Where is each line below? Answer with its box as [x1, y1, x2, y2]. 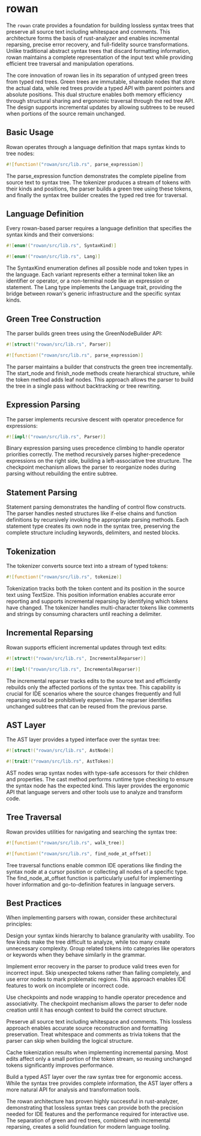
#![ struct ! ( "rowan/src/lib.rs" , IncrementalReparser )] [6, 655, 146, 661]
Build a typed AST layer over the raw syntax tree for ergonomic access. [6, 1073, 183, 1081]
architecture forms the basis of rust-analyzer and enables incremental [6, 34, 179, 41]
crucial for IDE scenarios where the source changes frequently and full [6, 690, 181, 697]
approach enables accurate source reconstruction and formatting [6, 1024, 168, 1032]
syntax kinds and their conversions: [6, 231, 94, 239]
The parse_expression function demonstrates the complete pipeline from [6, 172, 187, 179]
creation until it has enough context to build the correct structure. [6, 1006, 168, 1014]
